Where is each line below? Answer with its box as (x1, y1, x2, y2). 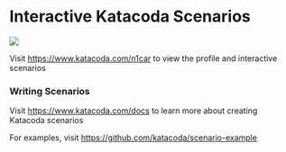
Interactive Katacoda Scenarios (9, 6, 251, 27)
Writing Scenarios (9, 85, 90, 97)
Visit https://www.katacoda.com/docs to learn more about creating (9, 105, 258, 116)
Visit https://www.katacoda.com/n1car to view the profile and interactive (9, 52, 278, 64)
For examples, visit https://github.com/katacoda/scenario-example (9, 132, 257, 143)
